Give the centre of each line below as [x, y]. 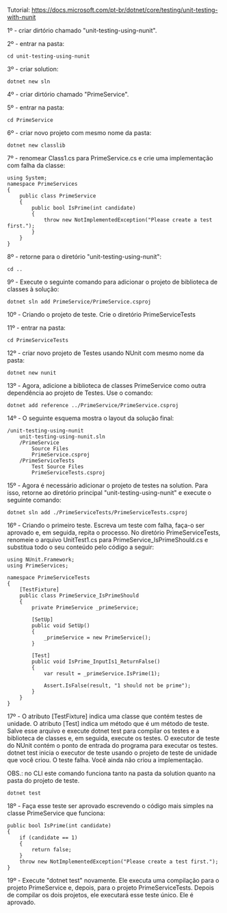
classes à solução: [33, 289]
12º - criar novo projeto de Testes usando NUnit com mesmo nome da [106, 353]
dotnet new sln [29, 82]
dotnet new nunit [32, 373]
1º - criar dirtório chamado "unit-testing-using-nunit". [82, 31]
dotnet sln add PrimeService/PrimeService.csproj [79, 302]
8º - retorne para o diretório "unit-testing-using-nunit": [84, 257]
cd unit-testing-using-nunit [49, 56]
